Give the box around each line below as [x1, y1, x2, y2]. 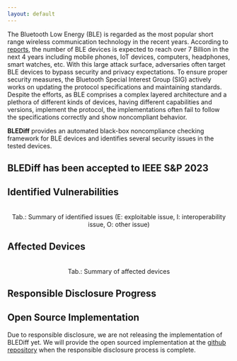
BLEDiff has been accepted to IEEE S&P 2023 [7, 162, 209, 174]
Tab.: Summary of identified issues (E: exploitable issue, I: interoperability [11, 212, 226, 221]
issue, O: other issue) [88, 220, 150, 228]
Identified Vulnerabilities [7, 186, 119, 199]
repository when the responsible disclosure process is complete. [7, 345, 196, 354]
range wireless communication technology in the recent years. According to [7, 37, 229, 46]
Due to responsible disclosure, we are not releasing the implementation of [7, 331, 223, 339]
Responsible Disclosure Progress [7, 288, 157, 300]
